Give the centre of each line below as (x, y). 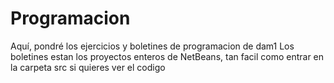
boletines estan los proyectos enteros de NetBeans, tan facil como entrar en (167, 56)
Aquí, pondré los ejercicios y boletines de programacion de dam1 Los (152, 46)
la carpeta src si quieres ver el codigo (88, 67)
